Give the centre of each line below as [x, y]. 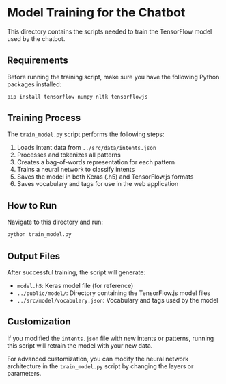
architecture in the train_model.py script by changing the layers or [100, 366]
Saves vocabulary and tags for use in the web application [98, 184]
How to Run [32, 206]
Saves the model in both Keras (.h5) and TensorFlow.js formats [105, 177]
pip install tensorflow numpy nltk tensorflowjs [77, 97]
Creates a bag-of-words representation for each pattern [96, 162]
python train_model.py [39, 235]
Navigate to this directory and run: [55, 222]
